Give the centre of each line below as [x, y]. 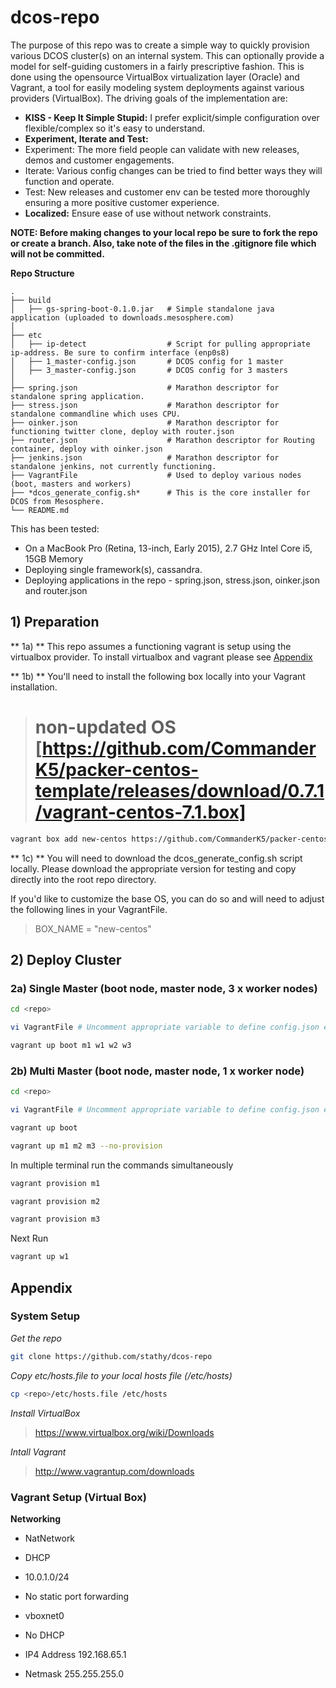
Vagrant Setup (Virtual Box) [78, 1497]
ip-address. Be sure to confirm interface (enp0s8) [120, 352]
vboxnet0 [44, 1615]
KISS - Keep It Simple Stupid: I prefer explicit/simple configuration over [172, 117]
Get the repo [36, 1338]
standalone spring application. [77, 396]
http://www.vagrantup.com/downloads [114, 1471]
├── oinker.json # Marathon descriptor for [145, 422]
